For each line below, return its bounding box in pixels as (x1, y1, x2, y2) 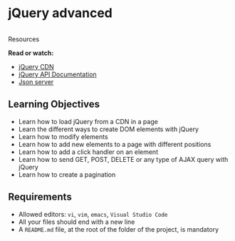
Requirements (8, 191, 72, 203)
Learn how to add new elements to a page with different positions (18, 140, 211, 148)
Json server (18, 77, 54, 86)
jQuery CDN (18, 62, 54, 71)
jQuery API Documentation (18, 70, 97, 78)
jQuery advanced (8, 5, 113, 21)
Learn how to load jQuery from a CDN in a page (18, 117, 159, 125)
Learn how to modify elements (18, 132, 109, 140)
